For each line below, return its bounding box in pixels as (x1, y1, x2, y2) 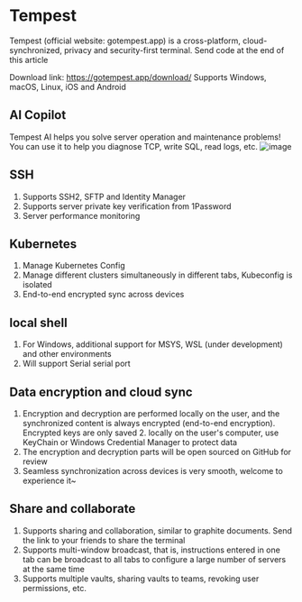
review (22, 456, 48, 467)
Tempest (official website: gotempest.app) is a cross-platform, (9, 35, 242, 46)
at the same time (22, 563, 86, 574)
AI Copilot (9, 107, 67, 123)
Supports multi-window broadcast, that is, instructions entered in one (22, 544, 281, 555)
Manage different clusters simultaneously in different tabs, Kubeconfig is (22, 269, 293, 280)
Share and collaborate (9, 501, 136, 516)
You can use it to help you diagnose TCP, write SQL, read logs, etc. (9, 141, 259, 151)
